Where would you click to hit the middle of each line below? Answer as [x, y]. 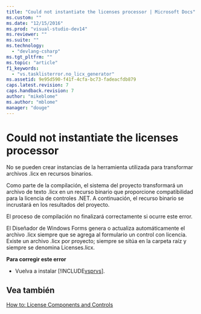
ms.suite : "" [23, 40]
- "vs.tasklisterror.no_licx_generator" [63, 74]
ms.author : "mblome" [32, 102]
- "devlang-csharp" [36, 52]
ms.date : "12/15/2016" [35, 23]
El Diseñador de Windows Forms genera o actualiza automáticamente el [96, 229]
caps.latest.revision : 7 [37, 85]
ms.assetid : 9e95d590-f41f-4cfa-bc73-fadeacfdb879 [71, 79]
